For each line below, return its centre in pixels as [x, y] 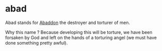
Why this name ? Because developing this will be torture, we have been [79, 32]
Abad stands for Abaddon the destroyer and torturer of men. [68, 22]
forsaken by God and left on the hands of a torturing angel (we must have [81, 37]
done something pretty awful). [36, 42]
